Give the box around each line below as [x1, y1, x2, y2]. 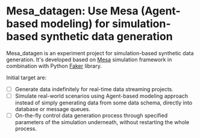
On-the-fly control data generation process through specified [14, 112, 167, 119]
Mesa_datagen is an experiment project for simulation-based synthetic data [6, 49, 194, 56]
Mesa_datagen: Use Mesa [6, 4, 139, 18]
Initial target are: [6, 74, 47, 81]
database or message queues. [14, 106, 91, 113]
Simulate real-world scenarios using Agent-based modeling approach [14, 92, 189, 100]
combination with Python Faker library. [6, 62, 102, 70]
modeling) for [40, 17, 110, 31]
